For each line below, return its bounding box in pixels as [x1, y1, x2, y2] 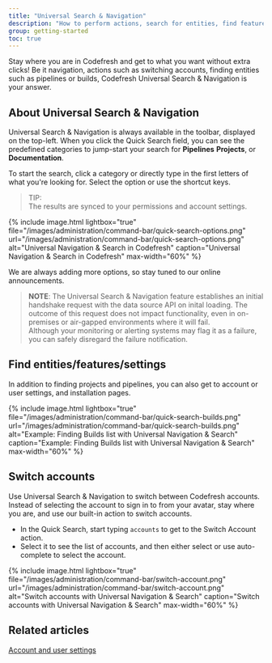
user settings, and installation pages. [8, 387, 131, 397]
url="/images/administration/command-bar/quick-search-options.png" [8, 234, 244, 244]
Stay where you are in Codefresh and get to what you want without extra [8, 57, 251, 66]
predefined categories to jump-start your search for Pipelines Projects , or [8, 145, 257, 154]
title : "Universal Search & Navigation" [8, 11, 147, 20]
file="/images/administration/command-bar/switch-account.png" [8, 574, 227, 584]
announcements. [8, 276, 65, 285]
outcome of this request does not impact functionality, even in [28, 309, 236, 319]
